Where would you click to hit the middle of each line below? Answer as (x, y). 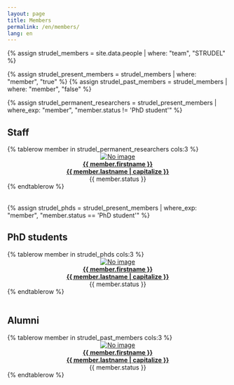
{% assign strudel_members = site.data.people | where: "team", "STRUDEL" (116, 53)
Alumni (23, 321)
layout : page (26, 14)
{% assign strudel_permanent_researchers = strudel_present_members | (112, 103)
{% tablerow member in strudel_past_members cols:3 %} (90, 337)
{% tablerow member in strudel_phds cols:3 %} (76, 254)
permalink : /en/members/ (43, 27)
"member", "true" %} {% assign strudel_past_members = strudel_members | (117, 82)
